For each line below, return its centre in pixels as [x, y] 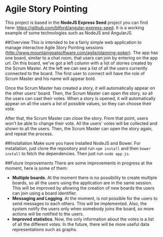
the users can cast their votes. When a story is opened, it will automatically [80, 98]
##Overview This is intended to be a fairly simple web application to [73, 42]
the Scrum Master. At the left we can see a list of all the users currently [76, 68]
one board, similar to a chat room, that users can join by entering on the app [81, 58]
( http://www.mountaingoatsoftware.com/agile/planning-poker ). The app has [82, 53]
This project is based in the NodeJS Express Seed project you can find [76, 22]
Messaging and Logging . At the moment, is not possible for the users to [85, 198]
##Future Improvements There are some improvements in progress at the [79, 163]
